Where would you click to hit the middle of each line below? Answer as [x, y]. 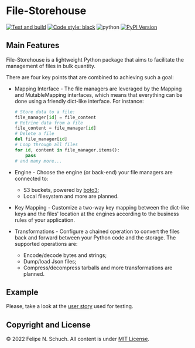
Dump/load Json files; [50, 261]
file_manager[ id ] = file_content [55, 117]
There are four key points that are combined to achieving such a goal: [90, 77]
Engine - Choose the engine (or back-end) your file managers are [93, 172]
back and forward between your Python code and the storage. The [95, 237]
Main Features [33, 45]
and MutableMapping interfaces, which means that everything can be [98, 94]
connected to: [31, 178]
